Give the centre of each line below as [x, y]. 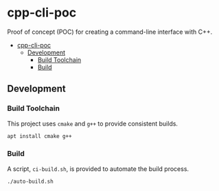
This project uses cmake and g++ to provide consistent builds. [93, 123]
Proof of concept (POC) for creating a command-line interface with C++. [110, 32]
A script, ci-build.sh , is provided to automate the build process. [98, 169]
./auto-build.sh [30, 181]
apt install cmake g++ [39, 136]
